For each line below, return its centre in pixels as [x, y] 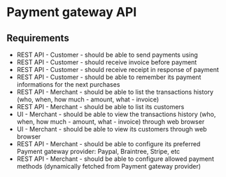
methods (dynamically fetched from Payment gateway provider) [108, 166]
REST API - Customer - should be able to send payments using [107, 55]
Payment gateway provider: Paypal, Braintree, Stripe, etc [98, 151]
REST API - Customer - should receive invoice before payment [107, 62]
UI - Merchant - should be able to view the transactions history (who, [116, 114]
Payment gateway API [72, 12]
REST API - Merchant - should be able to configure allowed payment [115, 159]
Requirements [38, 38]
